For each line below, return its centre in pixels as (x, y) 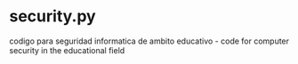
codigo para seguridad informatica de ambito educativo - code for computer (149, 41)
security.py (52, 16)
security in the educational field (67, 50)
